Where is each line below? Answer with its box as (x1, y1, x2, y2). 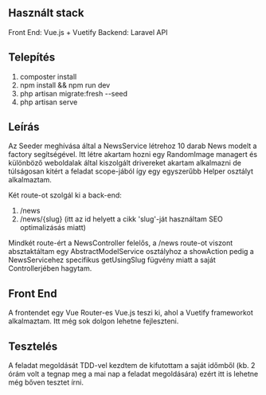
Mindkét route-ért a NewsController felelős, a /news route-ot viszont (8, 238, 233, 248)
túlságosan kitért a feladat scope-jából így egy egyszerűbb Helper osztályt (8, 166, 253, 176)
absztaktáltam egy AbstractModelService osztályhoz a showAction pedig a (8, 247, 255, 256)
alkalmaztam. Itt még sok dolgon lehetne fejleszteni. (8, 316, 179, 326)
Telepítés (8, 51, 56, 65)
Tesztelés (8, 339, 58, 353)
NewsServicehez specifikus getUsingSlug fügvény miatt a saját (8, 255, 217, 265)
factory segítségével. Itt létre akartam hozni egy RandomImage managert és (8, 150, 257, 159)
